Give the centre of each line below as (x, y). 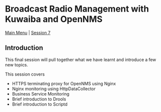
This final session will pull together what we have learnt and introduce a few (80, 60)
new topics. (16, 64)
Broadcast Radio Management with (77, 9)
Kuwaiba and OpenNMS (54, 19)
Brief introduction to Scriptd (40, 104)
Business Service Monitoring (41, 94)
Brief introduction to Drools (39, 99)
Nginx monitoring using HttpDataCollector (54, 89)
